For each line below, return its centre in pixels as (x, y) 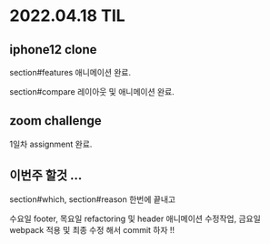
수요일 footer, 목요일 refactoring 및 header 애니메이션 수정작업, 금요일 (135, 219)
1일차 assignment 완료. (51, 144)
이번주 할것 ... (46, 175)
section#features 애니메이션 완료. (70, 72)
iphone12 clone (53, 50)
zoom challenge (55, 121)
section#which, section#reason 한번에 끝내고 (92, 199)
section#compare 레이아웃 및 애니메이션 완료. (92, 91)
